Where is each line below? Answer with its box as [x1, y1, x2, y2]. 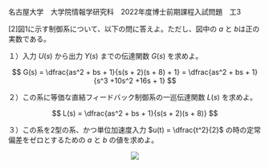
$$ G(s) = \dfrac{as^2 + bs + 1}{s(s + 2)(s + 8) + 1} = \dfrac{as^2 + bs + [11, 68, 251, 76]
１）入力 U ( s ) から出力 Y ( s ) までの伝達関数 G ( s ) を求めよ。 [8, 51, 203, 60]
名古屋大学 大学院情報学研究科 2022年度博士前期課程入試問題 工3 [8, 7, 242, 16]
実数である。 [8, 35, 51, 43]
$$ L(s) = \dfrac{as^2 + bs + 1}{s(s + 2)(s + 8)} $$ [51, 109, 218, 118]
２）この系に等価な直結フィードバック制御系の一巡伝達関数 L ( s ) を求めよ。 [8, 92, 258, 102]
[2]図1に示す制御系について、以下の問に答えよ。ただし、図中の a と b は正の [8, 24, 260, 34]
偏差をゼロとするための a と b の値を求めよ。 [8, 135, 159, 145]
